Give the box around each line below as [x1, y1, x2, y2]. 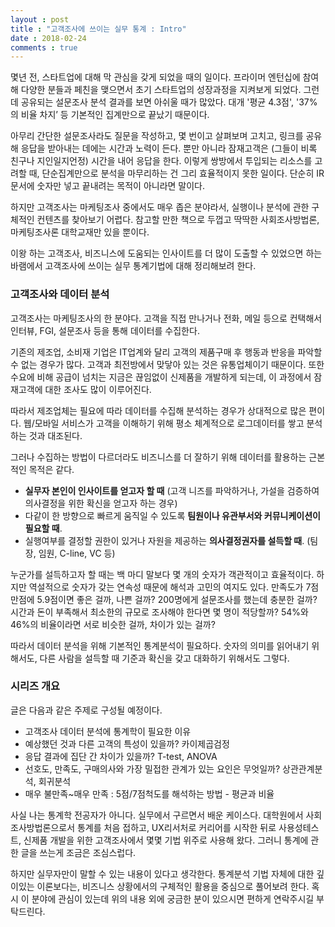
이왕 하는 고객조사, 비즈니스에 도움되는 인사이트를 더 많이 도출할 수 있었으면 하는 [10, 247, 323, 260]
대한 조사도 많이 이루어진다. [44, 383, 152, 395]
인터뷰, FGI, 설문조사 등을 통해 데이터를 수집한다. [10, 324, 200, 336]
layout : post [10, 14, 70, 25]
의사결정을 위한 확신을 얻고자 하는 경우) [24, 497, 178, 509]
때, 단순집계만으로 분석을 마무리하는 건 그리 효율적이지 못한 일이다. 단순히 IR [28, 167, 325, 180]
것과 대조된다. [28, 429, 83, 441]
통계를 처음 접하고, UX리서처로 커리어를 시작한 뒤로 [76, 821, 277, 833]
